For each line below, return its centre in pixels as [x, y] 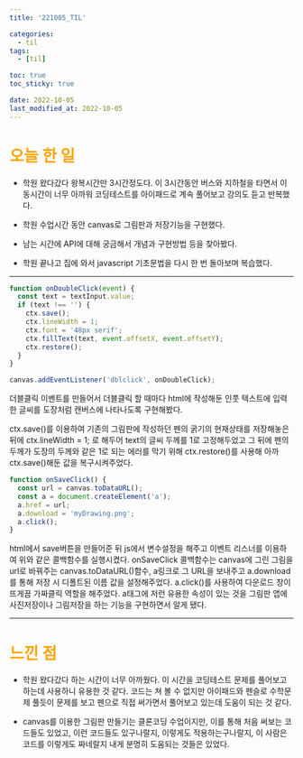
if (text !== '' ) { [54, 305]
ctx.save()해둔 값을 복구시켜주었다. [71, 463]
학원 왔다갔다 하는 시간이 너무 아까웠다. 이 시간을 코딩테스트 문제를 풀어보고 [155, 680]
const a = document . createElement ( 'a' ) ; [94, 496]
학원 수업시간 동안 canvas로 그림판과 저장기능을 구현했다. [124, 224]
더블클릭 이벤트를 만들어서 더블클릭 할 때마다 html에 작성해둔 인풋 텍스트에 [140, 399]
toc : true [28, 76]
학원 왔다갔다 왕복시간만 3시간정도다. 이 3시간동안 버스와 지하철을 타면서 [150, 182]
